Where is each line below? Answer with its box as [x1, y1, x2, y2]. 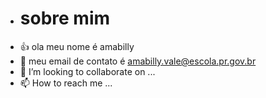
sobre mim [19, 7, 111, 30]
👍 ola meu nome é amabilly [19, 40, 135, 52]
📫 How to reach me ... [19, 77, 113, 89]
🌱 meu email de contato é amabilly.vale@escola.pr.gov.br [19, 55, 257, 67]
